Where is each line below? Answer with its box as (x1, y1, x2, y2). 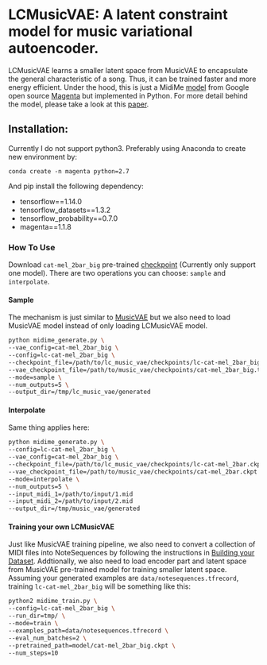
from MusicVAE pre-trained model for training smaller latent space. (8, 565, 227, 574)
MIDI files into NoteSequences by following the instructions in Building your (8, 548, 255, 558)
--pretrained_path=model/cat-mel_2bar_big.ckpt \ (8, 641, 176, 649)
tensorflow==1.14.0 (19, 196, 82, 206)
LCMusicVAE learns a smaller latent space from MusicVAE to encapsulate (8, 65, 249, 75)
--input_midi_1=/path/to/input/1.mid (8, 490, 133, 498)
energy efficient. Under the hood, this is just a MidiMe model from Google (8, 82, 250, 92)
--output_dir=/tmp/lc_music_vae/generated (8, 388, 151, 396)
